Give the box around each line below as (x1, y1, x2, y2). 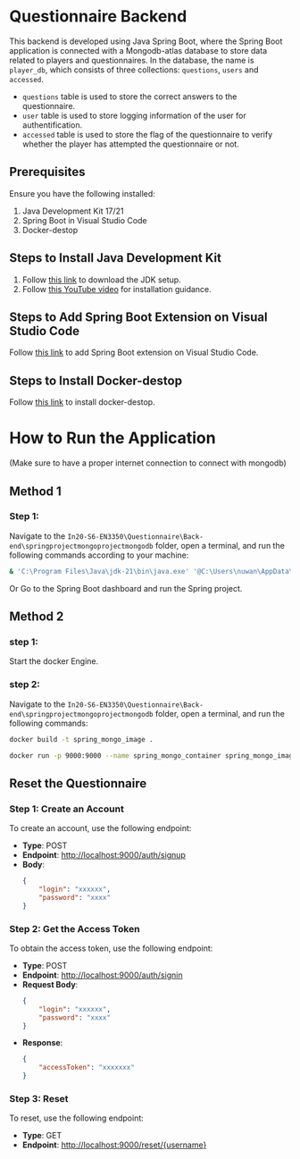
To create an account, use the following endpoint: (9, 823, 192, 834)
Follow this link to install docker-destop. (9, 397, 155, 407)
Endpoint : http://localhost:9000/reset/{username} (21, 1139, 207, 1150)
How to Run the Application (9, 428, 216, 449)
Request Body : (21, 978, 79, 989)
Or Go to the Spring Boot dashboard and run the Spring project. (9, 583, 243, 593)
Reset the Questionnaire (9, 776, 147, 791)
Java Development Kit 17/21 (21, 206, 124, 216)
